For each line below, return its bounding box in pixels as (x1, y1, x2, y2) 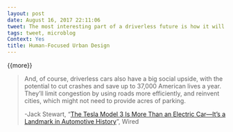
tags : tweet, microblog (7, 29, 76, 37)
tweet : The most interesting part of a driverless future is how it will (7, 23, 225, 30)
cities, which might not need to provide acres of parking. (24, 97, 186, 104)
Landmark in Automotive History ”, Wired (24, 117, 139, 125)
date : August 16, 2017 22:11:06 (7, 17, 101, 23)
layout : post (7, 10, 45, 17)
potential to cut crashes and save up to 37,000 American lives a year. (24, 82, 222, 90)
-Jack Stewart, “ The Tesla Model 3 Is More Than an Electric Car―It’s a (24, 110, 226, 118)
